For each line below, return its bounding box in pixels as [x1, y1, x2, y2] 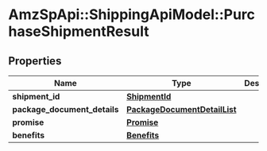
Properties [8, 54, 62, 68]
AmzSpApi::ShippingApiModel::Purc [8, 6, 256, 24]
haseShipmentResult [8, 22, 149, 41]
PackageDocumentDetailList [126, 104, 237, 114]
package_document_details [12, 104, 119, 114]
